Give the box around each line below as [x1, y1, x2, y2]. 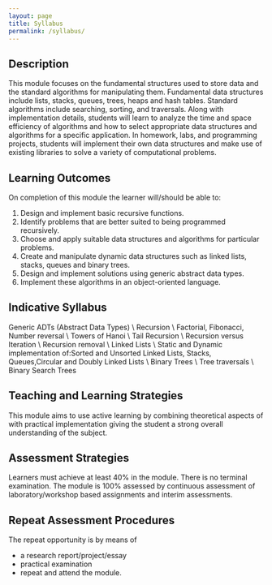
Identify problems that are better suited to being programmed [19, 217, 226, 226]
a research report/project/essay [19, 551, 127, 561]
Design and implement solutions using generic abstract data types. [19, 269, 245, 278]
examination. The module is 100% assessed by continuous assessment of [8, 481, 256, 491]
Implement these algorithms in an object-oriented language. [19, 277, 221, 286]
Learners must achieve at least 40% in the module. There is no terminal [8, 472, 248, 483]
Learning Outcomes [8, 171, 111, 185]
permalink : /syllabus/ [8, 27, 85, 35]
